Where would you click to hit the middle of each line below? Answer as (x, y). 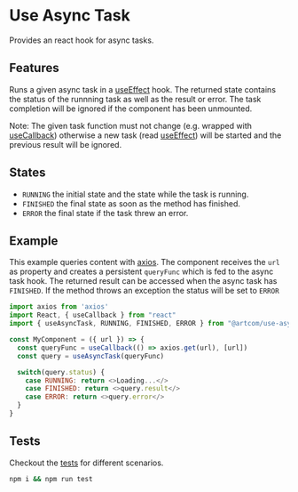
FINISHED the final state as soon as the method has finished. (131, 203)
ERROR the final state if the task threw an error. (105, 213)
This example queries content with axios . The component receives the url (145, 262)
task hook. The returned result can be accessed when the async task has (143, 281)
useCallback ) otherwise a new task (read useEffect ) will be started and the (145, 135)
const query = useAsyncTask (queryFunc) (91, 356)
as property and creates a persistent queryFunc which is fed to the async (141, 271)
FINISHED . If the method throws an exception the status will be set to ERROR (144, 291)
